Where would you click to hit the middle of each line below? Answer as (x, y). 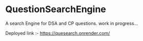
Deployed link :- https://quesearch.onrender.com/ (58, 33)
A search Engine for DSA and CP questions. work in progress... (72, 23)
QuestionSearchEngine (56, 9)
